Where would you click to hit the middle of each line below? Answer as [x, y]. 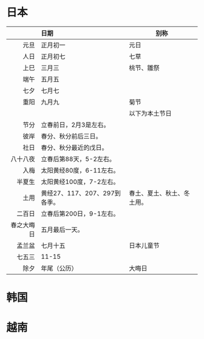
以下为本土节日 [150, 113]
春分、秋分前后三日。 [71, 136]
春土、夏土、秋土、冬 [159, 193]
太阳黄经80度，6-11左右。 [80, 170]
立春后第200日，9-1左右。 [80, 213]
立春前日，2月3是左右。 [75, 125]
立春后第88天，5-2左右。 [78, 159]
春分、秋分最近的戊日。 [74, 148]
